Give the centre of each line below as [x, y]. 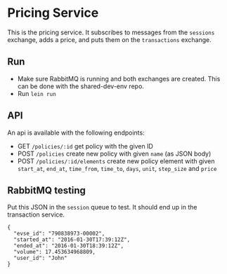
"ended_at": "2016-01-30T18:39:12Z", [69, 246]
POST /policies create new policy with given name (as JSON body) [114, 153]
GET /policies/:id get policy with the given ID [85, 146]
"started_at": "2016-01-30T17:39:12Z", [72, 240]
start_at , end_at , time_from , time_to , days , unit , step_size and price [117, 168]
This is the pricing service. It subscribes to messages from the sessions [111, 32]
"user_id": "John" [41, 258]
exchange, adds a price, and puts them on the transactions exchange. [110, 39]
